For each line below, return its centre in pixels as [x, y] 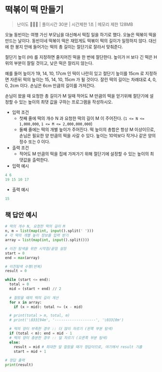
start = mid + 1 [30, 351]
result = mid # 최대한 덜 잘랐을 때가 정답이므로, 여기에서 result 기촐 [78, 347]
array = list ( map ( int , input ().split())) [47, 240]
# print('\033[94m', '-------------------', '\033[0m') [67, 320]
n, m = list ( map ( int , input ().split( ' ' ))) [49, 231]
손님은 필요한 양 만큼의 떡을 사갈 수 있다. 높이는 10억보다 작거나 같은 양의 [87, 135]
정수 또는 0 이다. [35, 142]
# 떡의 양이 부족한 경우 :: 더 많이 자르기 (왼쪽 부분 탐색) [61, 329]
